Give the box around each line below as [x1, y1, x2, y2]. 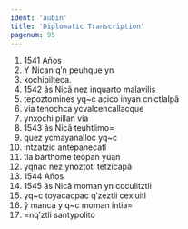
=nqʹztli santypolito [23, 210, 96, 221]
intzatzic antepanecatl [23, 142, 107, 153]
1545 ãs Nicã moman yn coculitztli [23, 181, 153, 192]
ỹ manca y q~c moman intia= [23, 200, 134, 211]
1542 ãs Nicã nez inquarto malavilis [23, 84, 156, 95]
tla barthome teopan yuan [23, 152, 121, 163]
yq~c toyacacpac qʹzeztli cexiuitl [23, 190, 146, 201]
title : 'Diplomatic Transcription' [10, 22, 145, 31]
